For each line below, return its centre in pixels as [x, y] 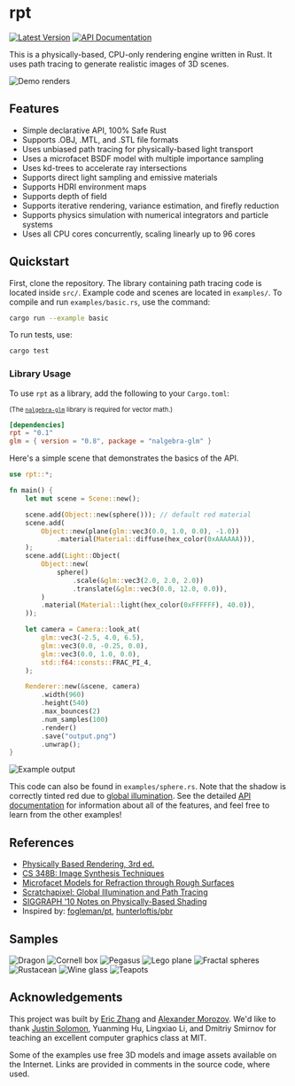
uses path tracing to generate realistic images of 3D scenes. [119, 64]
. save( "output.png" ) [79, 736]
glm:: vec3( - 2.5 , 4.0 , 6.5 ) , [93, 638]
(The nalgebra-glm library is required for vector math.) [91, 409]
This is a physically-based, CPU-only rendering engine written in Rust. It [141, 54]
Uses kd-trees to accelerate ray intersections [105, 167]
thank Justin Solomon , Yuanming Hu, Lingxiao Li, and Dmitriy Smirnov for [143, 1028]
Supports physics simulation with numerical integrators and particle [145, 214]
